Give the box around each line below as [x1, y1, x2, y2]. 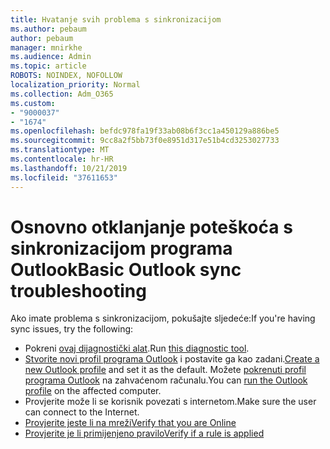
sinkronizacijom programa [10, 237, 233, 260]
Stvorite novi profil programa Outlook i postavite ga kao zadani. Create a [24, 353, 320, 365]
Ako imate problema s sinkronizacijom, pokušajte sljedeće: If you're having [10, 312, 316, 325]
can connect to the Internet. [24, 406, 140, 418]
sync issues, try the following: [10, 323, 134, 335]
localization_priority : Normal [10, 80, 141, 90]
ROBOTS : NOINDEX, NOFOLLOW [10, 71, 123, 81]
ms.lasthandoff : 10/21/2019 [10, 163, 128, 173]
